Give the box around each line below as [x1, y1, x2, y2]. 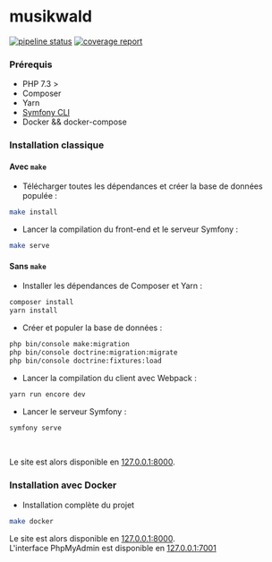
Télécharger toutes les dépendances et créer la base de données [21, 181, 263, 192]
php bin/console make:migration [9, 340, 130, 349]
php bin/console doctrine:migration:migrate [9, 347, 178, 357]
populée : [21, 191, 58, 201]
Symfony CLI [21, 107, 70, 118]
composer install [9, 298, 74, 307]
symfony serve [9, 423, 63, 432]
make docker [9, 516, 54, 525]
